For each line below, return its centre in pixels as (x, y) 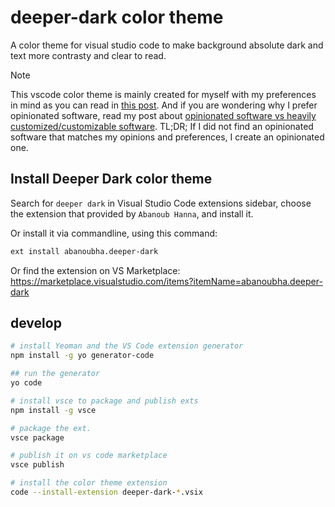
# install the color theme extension (89, 483)
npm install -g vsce (53, 410)
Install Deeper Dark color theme (111, 179)
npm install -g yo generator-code (82, 356)
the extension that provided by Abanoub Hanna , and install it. (132, 213)
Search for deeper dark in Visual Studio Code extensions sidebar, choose (161, 203)
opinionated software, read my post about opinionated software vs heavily (163, 115)
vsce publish (37, 465)
